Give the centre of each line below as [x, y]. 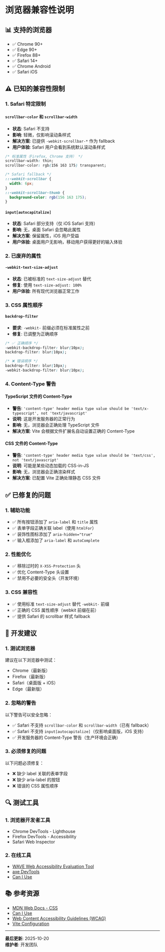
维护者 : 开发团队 [21, 944]
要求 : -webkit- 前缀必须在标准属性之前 [51, 327]
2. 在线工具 [18, 856]
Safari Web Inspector [34, 842]
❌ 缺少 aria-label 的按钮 [36, 779]
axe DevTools [26, 871]
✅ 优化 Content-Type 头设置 [41, 572]
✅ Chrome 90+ [27, 44]
